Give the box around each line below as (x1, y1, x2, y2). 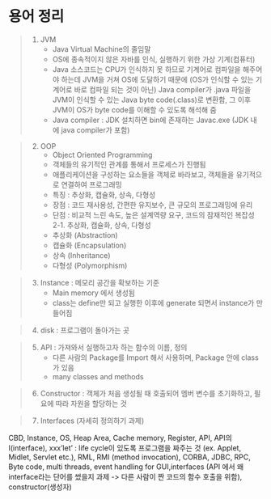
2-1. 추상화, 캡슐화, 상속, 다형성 (52, 220, 151, 230)
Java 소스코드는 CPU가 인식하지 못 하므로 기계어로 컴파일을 (52, 64, 241, 74)
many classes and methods (52, 371, 144, 381)
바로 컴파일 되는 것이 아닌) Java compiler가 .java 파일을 (74, 84, 252, 94)
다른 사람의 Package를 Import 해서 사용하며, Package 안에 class (52, 353, 259, 362)
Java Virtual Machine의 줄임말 (52, 44, 151, 53)
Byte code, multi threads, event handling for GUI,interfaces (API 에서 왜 (8, 462, 244, 472)
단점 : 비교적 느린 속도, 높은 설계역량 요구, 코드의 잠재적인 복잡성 (52, 209, 255, 219)
